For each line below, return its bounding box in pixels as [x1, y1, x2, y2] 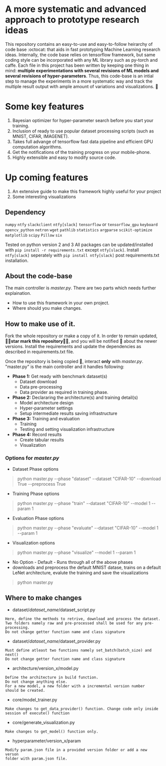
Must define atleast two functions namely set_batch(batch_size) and [5, 648, 152, 653]
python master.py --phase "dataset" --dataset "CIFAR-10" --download [17, 476, 161, 482]
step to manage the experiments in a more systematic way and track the [5, 78, 153, 84]
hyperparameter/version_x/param [12, 738, 81, 744]
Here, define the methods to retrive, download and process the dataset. [5, 617, 161, 622]
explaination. [5, 290, 31, 296]
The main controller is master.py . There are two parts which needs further [5, 285, 156, 291]
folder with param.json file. [5, 756, 68, 762]
